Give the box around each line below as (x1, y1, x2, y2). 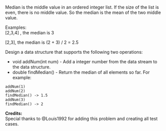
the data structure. (12, 64, 51, 70)
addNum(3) (5, 97, 26, 102)
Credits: (5, 111, 22, 116)
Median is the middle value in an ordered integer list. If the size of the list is (5, 4, 159, 10)
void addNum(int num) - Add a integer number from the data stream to (12, 59, 158, 64)
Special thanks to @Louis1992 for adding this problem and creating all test (5, 116, 158, 122)
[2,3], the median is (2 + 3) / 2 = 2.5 (5, 39, 79, 45)
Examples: (5, 24, 26, 30)
